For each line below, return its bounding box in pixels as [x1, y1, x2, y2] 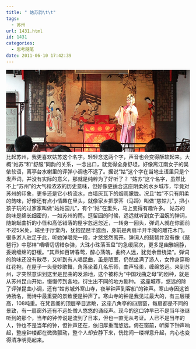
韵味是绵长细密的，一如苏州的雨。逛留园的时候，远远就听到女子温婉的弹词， [6, 212, 190, 219]
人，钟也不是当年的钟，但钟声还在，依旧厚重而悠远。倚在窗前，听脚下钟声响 [6, 322, 190, 329]
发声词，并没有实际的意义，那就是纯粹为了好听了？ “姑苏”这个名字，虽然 [6, 176, 181, 183]
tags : [6, 15, 19, 22]
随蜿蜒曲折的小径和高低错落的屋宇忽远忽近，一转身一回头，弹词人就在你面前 [6, 220, 190, 227]
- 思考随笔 [11, 47, 34, 53]
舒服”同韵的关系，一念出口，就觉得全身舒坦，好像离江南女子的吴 [33, 161, 189, 168]
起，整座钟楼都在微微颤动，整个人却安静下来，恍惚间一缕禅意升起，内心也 [6, 329, 185, 336]
